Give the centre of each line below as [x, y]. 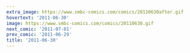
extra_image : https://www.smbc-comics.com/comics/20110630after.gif [95, 12]
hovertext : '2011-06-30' [38, 18]
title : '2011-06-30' [33, 40]
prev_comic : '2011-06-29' [39, 35]
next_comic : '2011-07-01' [39, 29]
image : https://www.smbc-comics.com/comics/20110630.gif [80, 23]
